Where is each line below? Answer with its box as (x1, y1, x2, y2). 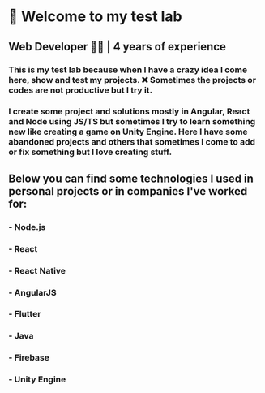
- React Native (8, 265, 66, 276)
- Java (8, 330, 34, 342)
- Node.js (8, 221, 46, 232)
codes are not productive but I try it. (8, 84, 152, 96)
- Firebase (8, 352, 50, 364)
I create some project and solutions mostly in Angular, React (8, 106, 250, 117)
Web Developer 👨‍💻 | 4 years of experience (8, 40, 227, 54)
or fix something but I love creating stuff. (8, 146, 173, 158)
